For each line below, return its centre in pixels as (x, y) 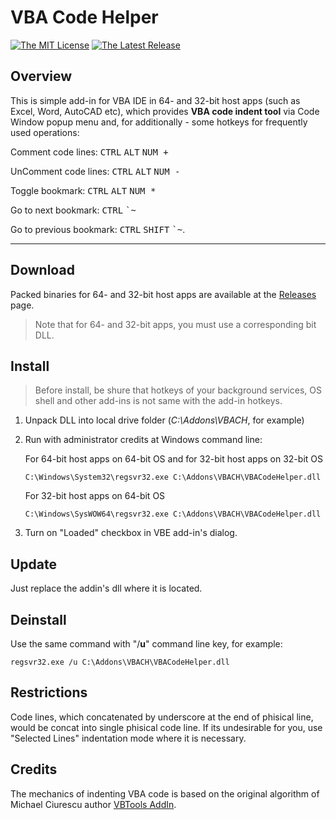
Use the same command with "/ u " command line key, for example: (146, 644)
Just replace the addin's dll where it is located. (106, 588)
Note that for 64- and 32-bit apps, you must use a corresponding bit (175, 324)
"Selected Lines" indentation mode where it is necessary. (128, 738)
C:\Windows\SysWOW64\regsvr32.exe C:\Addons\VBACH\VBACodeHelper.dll (173, 514)
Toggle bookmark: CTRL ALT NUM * (83, 190)
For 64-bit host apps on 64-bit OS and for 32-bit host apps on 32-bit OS (173, 459)
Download (42, 270)
